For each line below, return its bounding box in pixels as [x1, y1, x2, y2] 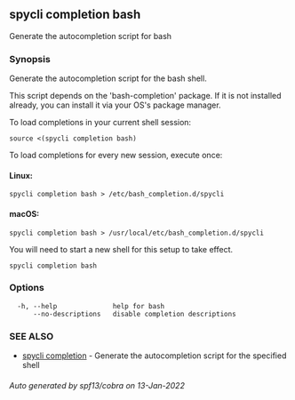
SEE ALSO [9, 330, 54, 342]
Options [9, 282, 44, 294]
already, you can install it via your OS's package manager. [9, 100, 221, 110]
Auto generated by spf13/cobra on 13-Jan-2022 [9, 380, 185, 390]
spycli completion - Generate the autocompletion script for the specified [21, 350, 287, 361]
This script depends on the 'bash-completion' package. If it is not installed [9, 91, 282, 101]
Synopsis [9, 52, 51, 65]
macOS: [9, 208, 40, 219]
